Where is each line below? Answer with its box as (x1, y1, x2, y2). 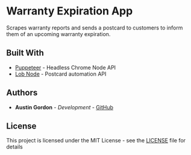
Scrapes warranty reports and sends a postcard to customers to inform (6, 24, 183, 31)
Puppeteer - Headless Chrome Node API (14, 64, 116, 71)
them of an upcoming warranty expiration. (6, 30, 111, 37)
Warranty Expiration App (6, 4, 133, 18)
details (6, 143, 23, 151)
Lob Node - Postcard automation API (14, 70, 107, 77)
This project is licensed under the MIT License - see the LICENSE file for (6, 137, 186, 144)
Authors (6, 88, 38, 98)
